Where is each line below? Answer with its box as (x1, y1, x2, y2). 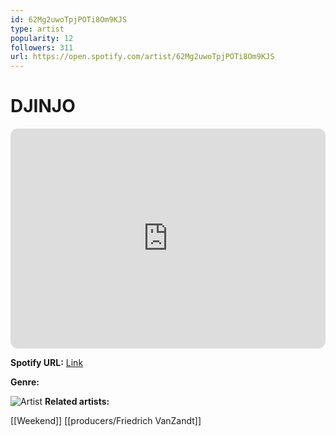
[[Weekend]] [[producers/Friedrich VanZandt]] (10, 415, 202, 427)
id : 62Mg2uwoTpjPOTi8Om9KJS (10, 14, 128, 25)
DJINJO (10, 95, 76, 118)
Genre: (10, 376, 40, 388)
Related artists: (44, 396, 110, 408)
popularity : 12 (10, 33, 74, 43)
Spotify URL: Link (10, 357, 84, 369)
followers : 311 (10, 42, 74, 53)
